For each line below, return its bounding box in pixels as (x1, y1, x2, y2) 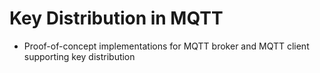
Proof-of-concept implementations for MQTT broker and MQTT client (23, 40, 310, 52)
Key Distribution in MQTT (9, 7, 224, 30)
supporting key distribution (23, 50, 136, 62)
